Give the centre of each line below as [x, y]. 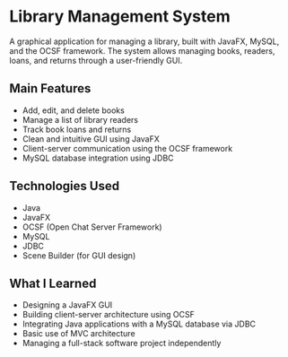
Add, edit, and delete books [74, 110]
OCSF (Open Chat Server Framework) [92, 227]
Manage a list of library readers [80, 119]
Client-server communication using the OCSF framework [127, 148]
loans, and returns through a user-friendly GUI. [96, 60]
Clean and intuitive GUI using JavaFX [91, 139]
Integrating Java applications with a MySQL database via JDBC [139, 324]
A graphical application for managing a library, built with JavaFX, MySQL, [144, 41]
